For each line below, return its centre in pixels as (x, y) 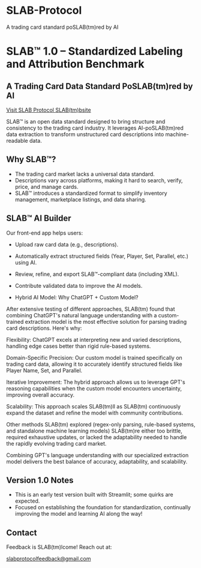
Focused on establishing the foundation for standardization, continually (103, 507)
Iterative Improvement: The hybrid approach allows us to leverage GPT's (96, 382)
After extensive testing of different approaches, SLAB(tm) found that (91, 309)
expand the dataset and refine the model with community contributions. (95, 413)
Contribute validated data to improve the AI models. (79, 285)
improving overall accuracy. (40, 395)
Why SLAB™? (31, 160)
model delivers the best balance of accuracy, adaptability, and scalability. (97, 461)
